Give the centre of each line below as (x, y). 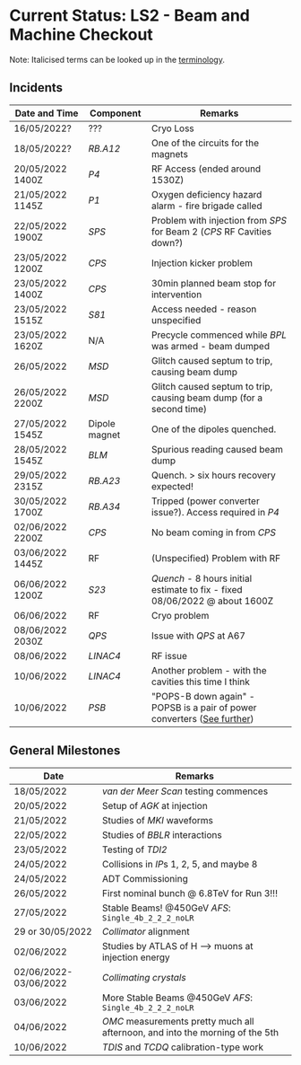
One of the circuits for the (205, 143)
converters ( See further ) (202, 718)
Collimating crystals (144, 977)
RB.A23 (104, 480)
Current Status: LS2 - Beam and (130, 16)
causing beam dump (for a (206, 398)
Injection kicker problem (202, 263)
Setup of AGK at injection (155, 805)
